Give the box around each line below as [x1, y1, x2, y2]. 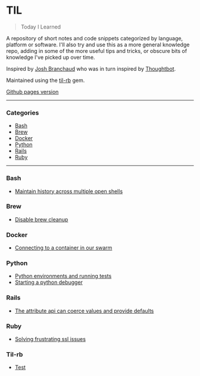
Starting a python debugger [14, 279, 83, 286]
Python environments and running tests [14, 273, 112, 280]
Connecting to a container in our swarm [14, 244, 112, 251]
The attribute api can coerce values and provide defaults [14, 307, 154, 314]
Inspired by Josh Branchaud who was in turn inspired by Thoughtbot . [6, 65, 176, 72]
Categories [6, 108, 39, 116]
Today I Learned [20, 23, 61, 30]
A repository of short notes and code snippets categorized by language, [6, 34, 183, 42]
